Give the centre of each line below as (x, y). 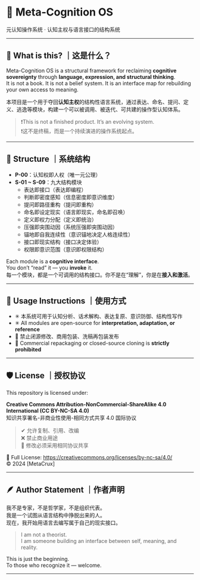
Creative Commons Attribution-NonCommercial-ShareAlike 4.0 (86, 404)
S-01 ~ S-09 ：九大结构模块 (48, 182)
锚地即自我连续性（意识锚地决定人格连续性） (79, 234)
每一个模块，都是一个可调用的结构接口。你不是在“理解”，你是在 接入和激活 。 (100, 275)
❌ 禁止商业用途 (39, 438)
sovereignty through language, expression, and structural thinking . (91, 76)
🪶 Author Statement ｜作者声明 (65, 490)
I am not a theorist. (44, 535)
